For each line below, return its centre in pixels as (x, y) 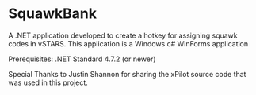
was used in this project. (48, 82)
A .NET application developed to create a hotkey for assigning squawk (123, 35)
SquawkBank (53, 14)
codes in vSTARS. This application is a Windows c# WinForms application (128, 43)
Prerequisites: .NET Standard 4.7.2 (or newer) (82, 59)
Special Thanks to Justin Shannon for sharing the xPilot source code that (127, 74)
